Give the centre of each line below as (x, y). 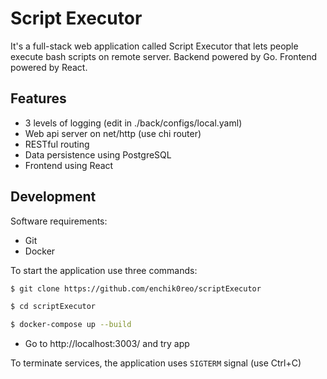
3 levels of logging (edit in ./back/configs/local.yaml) (133, 123)
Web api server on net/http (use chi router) (113, 133)
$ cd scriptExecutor (53, 307)
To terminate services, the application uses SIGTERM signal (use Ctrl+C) (156, 363)
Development (53, 197)
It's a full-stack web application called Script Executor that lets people (154, 46)
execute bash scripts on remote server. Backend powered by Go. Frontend (164, 56)
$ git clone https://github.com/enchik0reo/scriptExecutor (136, 288)
